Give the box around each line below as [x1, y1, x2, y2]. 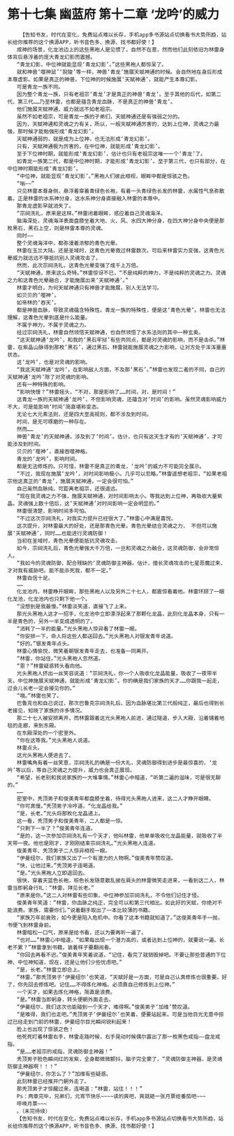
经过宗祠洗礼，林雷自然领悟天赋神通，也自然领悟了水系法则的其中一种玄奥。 [16, 328, 204, 336]
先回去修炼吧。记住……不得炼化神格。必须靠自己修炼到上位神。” [22, 981, 176, 988]
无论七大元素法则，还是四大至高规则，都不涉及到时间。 [16, 410, 152, 417]
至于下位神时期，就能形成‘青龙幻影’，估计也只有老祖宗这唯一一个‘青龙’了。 [16, 150, 206, 158]
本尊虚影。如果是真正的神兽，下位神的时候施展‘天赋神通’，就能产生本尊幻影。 [7, 76, 201, 83]
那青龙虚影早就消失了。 [16, 202, 75, 209]
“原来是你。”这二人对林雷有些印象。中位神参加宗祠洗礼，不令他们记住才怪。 [16, 892, 203, 899]
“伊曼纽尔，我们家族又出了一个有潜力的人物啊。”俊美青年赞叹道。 [16, 854, 177, 861]
